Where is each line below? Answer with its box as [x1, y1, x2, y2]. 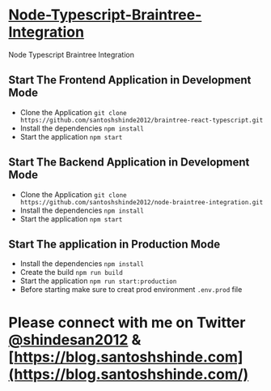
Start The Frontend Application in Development [8, 73, 252, 87]
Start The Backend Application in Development [8, 156, 250, 170]
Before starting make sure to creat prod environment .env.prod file [19, 285, 243, 294]
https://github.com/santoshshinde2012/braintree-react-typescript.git [19, 116, 264, 124]
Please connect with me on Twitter [8, 313, 246, 332]
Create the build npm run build [19, 268, 123, 277]
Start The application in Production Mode [8, 237, 221, 251]
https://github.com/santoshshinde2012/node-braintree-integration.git [19, 198, 264, 206]
